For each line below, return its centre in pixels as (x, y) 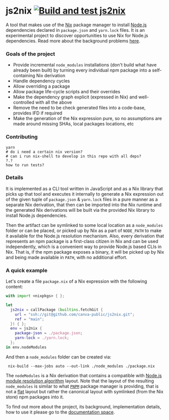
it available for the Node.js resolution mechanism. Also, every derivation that (85, 236)
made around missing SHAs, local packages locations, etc (73, 124)
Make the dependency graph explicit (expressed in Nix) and (75, 97)
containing (24, 76)
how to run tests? (25, 165)
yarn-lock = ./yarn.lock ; (42, 338)
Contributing (22, 137)
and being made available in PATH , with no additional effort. (67, 257)
